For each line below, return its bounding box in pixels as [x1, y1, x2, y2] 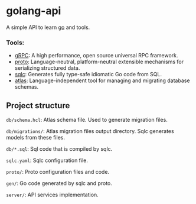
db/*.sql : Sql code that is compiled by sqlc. [6, 145, 113, 153]
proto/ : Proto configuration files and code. [6, 169, 110, 176]
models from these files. [6, 134, 65, 141]
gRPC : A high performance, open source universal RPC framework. [14, 52, 178, 59]
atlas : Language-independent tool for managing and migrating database [14, 77, 190, 84]
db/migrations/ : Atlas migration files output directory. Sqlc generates [6, 128, 174, 135]
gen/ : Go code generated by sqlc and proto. [6, 180, 112, 187]
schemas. [14, 83, 39, 90]
